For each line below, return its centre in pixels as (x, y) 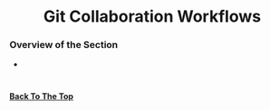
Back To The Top (42, 96)
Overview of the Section (64, 45)
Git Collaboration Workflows (152, 17)
